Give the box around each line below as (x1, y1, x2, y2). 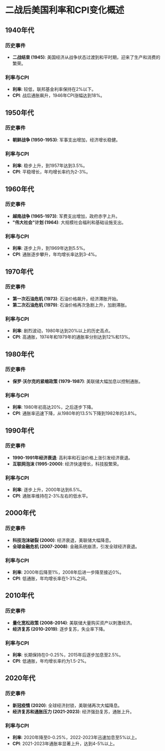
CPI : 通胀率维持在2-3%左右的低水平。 (12, 493, 91, 499)
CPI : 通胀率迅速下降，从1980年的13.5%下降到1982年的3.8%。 (12, 410, 139, 416)
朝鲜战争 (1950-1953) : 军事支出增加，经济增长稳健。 (12, 137, 121, 143)
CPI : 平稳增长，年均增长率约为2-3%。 (12, 169, 91, 175)
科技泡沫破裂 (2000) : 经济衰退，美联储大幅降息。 (12, 537, 114, 543)
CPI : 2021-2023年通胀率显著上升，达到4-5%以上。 (12, 741, 118, 747)
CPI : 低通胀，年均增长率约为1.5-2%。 (12, 658, 89, 664)
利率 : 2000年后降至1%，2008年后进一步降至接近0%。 (12, 569, 124, 575)
